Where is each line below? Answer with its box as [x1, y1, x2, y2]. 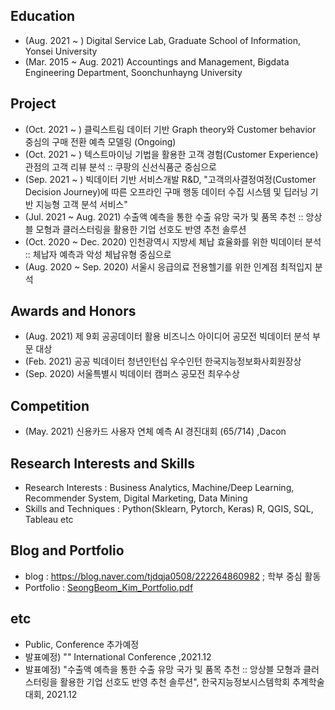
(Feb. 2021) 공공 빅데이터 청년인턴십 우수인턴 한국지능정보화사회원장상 [24, 355, 302, 368]
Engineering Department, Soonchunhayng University [24, 66, 243, 78]
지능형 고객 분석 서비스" [35, 198, 128, 210]
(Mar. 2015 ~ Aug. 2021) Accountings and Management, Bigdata [24, 55, 290, 68]
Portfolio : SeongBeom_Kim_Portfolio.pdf [24, 581, 194, 593]
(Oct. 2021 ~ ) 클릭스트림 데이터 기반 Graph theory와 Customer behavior [24, 123, 317, 135]
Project [10, 95, 57, 113]
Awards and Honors [10, 303, 137, 320]
